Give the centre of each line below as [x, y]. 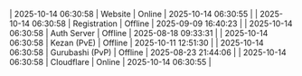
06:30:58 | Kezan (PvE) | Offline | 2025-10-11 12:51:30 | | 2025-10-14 [137, 43]
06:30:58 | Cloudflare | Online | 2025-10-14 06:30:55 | [110, 62]
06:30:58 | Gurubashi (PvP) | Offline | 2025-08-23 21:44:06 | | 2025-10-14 [148, 52]
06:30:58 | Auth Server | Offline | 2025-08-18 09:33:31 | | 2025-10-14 [139, 33]
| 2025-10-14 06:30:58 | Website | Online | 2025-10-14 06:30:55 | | [134, 14]
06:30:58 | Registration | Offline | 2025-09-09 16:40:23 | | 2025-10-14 [162, 24]
